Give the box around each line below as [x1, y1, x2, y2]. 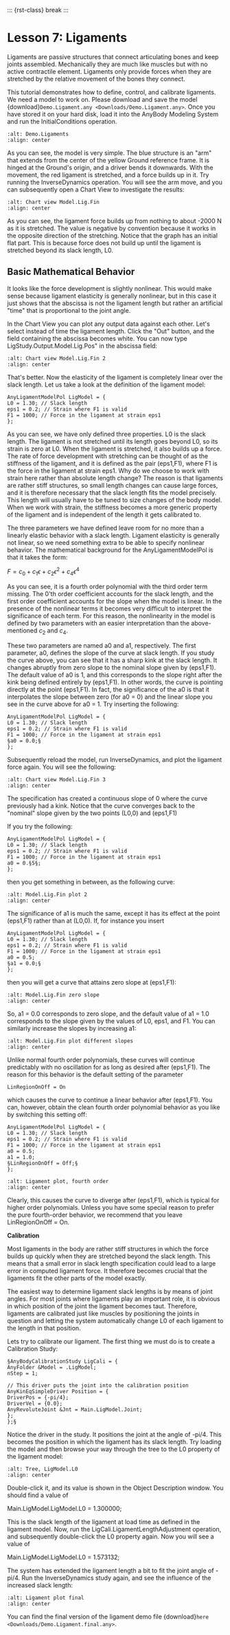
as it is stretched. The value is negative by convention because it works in [7, 224, 216, 232]
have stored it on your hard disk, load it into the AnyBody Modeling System [7, 110, 218, 118]
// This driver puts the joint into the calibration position [7, 1382, 189, 1389]
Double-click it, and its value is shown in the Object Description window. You [7, 1484, 224, 1492]
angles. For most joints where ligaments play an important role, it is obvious [7, 1295, 220, 1303]
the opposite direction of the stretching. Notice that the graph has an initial [7, 231, 218, 240]
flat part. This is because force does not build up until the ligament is [7, 238, 201, 247]
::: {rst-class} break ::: [7, 6, 69, 14]
